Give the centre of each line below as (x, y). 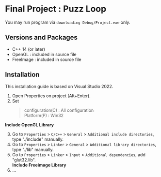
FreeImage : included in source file (47, 59)
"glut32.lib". (24, 160)
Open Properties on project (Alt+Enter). (51, 96)
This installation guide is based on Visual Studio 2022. (59, 86)
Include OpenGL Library (30, 125)
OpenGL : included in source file (44, 54)
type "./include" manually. (38, 139)
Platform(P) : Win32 (44, 115)
